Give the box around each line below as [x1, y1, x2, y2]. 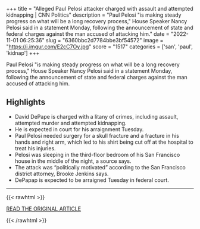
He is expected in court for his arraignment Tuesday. [14, 125, 144, 133]
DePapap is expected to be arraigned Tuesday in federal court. [14, 176, 170, 184]
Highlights [6, 97, 46, 107]
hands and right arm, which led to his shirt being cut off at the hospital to [14, 138, 193, 146]
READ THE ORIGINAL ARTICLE [6, 205, 82, 212]
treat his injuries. [14, 144, 56, 151]
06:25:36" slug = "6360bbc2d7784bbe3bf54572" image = [20, 37, 164, 44]
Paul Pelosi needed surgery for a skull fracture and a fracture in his [14, 132, 180, 139]
